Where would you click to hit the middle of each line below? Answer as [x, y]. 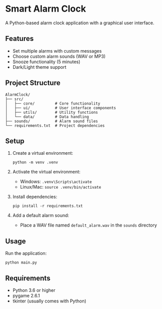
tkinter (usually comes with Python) [49, 301]
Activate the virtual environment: [46, 172]
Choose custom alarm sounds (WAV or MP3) [59, 56]
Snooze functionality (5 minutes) [46, 62]
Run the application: [26, 253]
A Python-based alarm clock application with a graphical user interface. [80, 23]
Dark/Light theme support [39, 67]
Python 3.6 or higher [34, 290]
